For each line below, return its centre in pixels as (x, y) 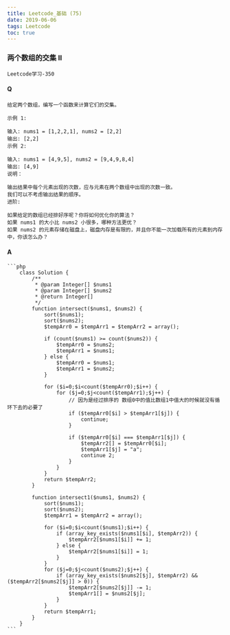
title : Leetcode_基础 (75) (45, 13)
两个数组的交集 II (35, 58)
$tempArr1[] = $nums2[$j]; (107, 593)
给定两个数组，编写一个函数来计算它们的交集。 (64, 105)
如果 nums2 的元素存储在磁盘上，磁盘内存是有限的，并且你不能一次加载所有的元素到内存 (115, 230)
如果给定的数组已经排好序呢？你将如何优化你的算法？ (71, 215)
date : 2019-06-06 (32, 20)
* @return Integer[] (64, 297)
